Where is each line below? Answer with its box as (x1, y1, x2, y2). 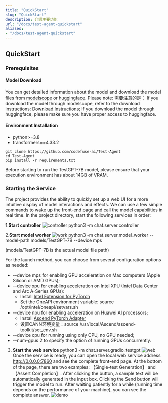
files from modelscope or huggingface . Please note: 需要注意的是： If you (5, 95, 159, 101)
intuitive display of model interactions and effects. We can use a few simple (5, 202, 163, 208)
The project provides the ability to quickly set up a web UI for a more (5, 196, 148, 202)
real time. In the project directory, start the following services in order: (5, 212, 151, 218)
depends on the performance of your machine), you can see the (12, 387, 147, 393)
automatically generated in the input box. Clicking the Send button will (12, 376, 159, 382)
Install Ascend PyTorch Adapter (20, 315, 86, 321)
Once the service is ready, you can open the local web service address (12, 352, 161, 359)
